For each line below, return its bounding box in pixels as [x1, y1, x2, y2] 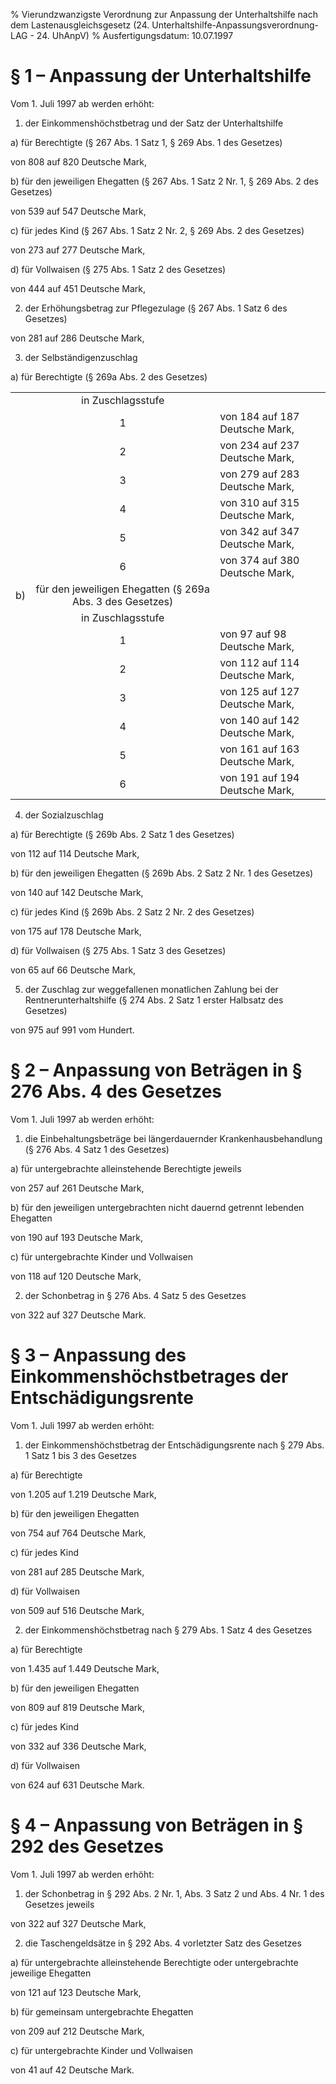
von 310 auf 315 [219, 495, 300, 509]
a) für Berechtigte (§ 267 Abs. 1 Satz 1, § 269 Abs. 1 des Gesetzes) [10, 136, 283, 148]
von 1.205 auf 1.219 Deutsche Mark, [10, 1488, 157, 1500]
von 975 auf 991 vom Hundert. [10, 1024, 135, 1036]
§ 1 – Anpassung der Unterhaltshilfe [10, 65, 312, 88]
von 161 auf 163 [219, 742, 300, 756]
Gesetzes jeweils [24, 1898, 95, 1910]
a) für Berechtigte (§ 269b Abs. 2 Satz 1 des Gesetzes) [10, 828, 235, 840]
